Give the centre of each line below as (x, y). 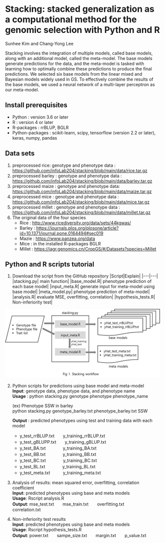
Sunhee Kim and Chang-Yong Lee (39, 43)
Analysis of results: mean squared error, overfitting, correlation (76, 483)
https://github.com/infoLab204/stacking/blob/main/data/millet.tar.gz (81, 212)
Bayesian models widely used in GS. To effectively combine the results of (79, 79)
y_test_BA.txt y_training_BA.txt (58, 448)
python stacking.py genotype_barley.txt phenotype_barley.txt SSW (80, 411)
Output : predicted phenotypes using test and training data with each (82, 420)
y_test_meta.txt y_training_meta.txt (60, 473)
